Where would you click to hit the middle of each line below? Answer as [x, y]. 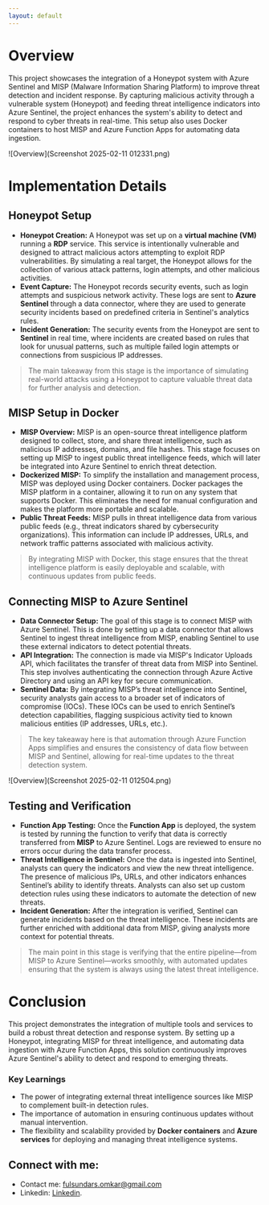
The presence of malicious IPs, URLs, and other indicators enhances [133, 876]
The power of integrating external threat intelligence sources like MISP [137, 1097]
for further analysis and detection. [84, 387]
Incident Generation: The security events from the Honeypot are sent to [139, 329]
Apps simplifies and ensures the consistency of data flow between [138, 748]
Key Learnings [37, 1079]
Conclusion [47, 1002]
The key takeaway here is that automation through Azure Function [137, 739]
